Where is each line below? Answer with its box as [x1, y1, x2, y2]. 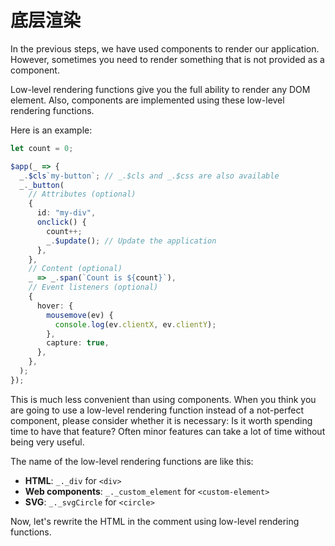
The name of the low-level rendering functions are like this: [10, 455, 254, 467]
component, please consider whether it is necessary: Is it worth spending [10, 414, 313, 426]
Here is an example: [10, 124, 93, 136]
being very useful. [10, 436, 85, 448]
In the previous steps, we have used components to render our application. [10, 42, 320, 55]
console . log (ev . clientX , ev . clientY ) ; [54, 319, 217, 330]
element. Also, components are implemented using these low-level [10, 94, 285, 106]
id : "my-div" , [36, 208, 97, 218]
